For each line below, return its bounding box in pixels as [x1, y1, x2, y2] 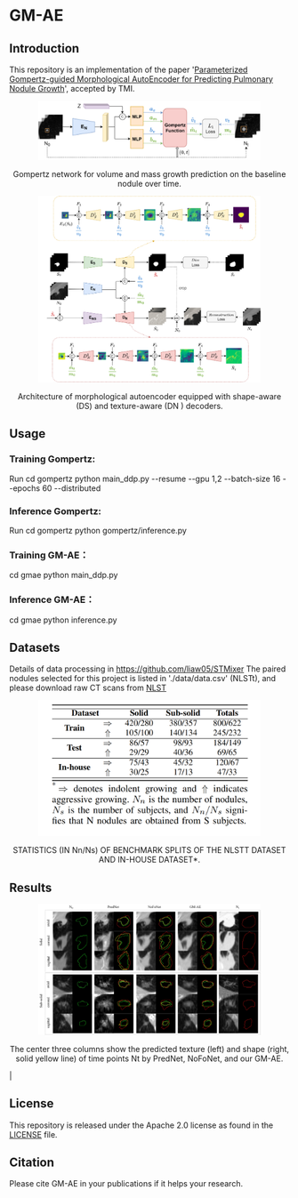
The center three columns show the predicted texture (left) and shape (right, [9, 1043, 290, 1054]
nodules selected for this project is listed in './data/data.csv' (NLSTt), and [9, 673, 277, 684]
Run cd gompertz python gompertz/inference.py [9, 526, 187, 535]
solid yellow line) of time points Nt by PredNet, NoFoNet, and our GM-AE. [15, 1053, 284, 1064]
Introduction [9, 41, 80, 56]
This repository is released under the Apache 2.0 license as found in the [9, 1120, 274, 1130]
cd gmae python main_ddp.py [9, 570, 118, 581]
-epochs [9, 482, 41, 494]
